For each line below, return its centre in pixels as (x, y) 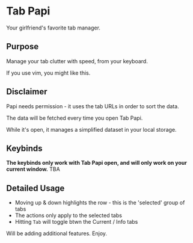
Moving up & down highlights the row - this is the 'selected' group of (100, 203)
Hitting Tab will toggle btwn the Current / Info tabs (76, 222)
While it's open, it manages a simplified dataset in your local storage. (91, 129)
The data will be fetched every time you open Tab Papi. (75, 118)
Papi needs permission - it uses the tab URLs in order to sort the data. (93, 106)
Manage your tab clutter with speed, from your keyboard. (77, 61)
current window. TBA (33, 169)
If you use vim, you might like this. (48, 73)
